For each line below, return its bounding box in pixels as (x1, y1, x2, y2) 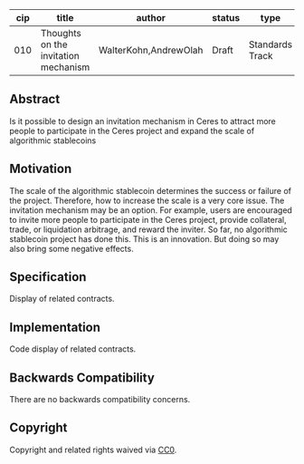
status (212, 12, 241, 24)
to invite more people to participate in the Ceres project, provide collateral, (9, 214, 287, 225)
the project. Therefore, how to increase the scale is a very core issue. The (9, 195, 285, 206)
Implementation (9, 319, 101, 334)
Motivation (9, 161, 72, 177)
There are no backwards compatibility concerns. (9, 394, 191, 405)
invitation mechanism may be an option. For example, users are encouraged (9, 204, 292, 216)
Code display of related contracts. (9, 343, 137, 354)
